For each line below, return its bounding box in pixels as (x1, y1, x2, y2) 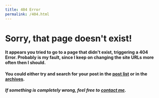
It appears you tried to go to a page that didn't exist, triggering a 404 (5, 49, 149, 55)
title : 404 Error (5, 7, 41, 12)
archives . (5, 76, 25, 82)
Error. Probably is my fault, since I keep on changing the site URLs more (5, 54, 154, 60)
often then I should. (5, 60, 46, 66)
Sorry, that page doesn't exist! (5, 33, 132, 44)
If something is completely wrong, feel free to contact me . (5, 87, 127, 93)
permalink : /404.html (5, 12, 50, 17)
